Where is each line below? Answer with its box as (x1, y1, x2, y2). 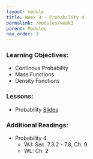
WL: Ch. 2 (23, 148, 49, 155)
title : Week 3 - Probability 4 (6, 14, 85, 20)
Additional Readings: (6, 121, 69, 129)
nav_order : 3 (6, 31, 39, 37)
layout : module (6, 8, 44, 15)
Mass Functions (14, 71, 55, 78)
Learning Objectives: (6, 51, 69, 59)
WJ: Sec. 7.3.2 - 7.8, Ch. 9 (23, 141, 88, 148)
